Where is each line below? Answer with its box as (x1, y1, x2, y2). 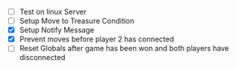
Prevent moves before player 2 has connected (19, 34, 175, 44)
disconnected (19, 53, 66, 63)
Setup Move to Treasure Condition (19, 16, 135, 26)
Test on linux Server (19, 7, 87, 16)
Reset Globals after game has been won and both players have (19, 44, 229, 54)
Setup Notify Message (19, 25, 95, 35)
